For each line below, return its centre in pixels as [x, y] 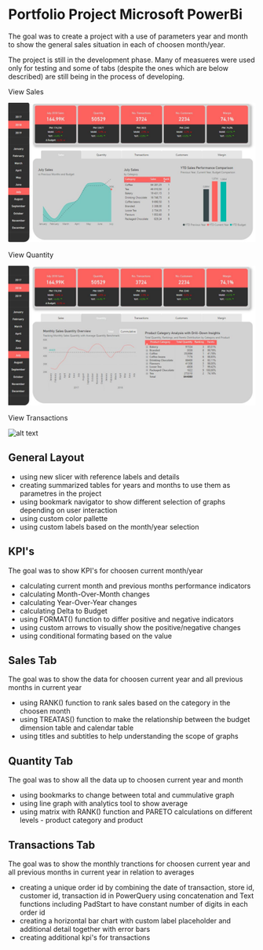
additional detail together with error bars [85, 929]
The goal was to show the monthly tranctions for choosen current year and [129, 864]
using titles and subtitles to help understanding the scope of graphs [129, 736]
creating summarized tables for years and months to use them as [125, 485]
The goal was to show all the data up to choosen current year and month [126, 780]
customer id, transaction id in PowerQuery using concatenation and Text [137, 895]
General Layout [46, 458]
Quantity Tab [40, 761]
